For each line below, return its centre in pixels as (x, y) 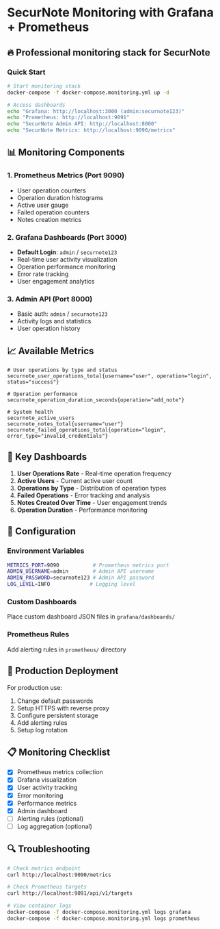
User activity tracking (47, 788)
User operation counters (52, 190)
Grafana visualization (47, 780)
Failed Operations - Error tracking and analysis (83, 495)
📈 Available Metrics (51, 351)
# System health (30, 412)
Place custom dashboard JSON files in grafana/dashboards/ (91, 617)
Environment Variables (46, 551)
